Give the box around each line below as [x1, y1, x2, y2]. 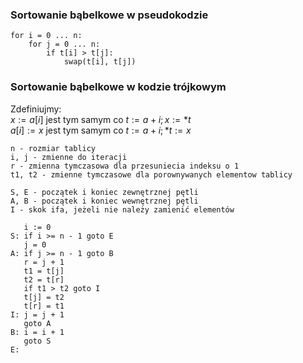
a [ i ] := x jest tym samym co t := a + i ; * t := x [10, 124, 192, 136]
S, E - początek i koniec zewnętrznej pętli [10, 187, 199, 197]
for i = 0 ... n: [10, 31, 83, 41]
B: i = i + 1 [10, 327, 65, 337]
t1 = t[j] [23, 266, 65, 276]
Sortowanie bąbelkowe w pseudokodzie [10, 8, 209, 22]
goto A [23, 318, 52, 328]
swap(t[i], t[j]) [63, 57, 137, 67]
